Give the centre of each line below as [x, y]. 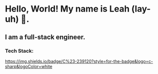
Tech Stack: [19, 51]
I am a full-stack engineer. [45, 37]
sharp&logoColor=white [29, 66]
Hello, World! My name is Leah [67, 9]
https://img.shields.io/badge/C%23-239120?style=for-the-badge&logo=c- [79, 61]
